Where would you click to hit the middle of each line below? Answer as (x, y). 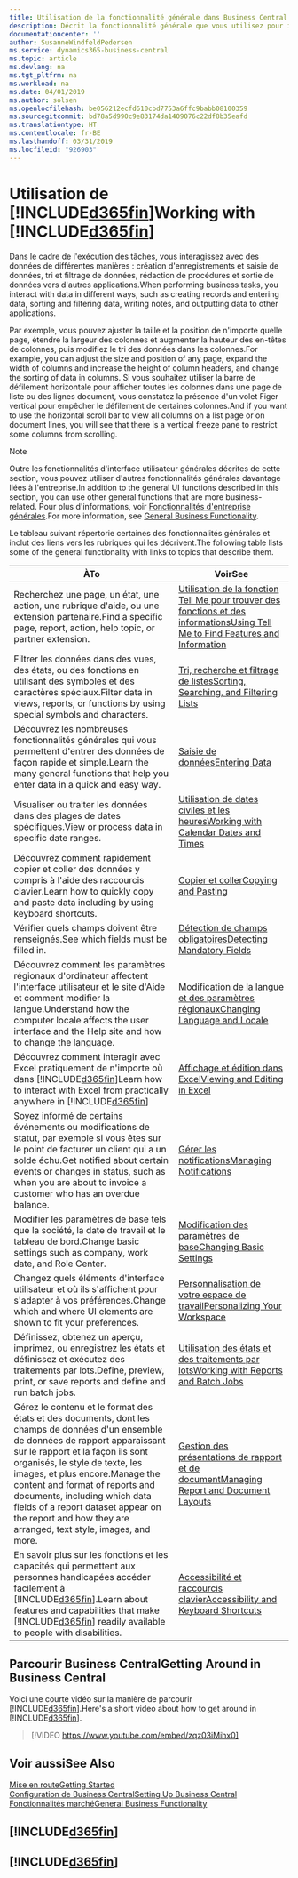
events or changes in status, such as (90, 1171)
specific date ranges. (58, 838)
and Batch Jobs (211, 1381)
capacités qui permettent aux (74, 1566)
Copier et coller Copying (228, 879)
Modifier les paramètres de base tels (90, 1219)
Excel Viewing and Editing (231, 1079)
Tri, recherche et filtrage (229, 670)
